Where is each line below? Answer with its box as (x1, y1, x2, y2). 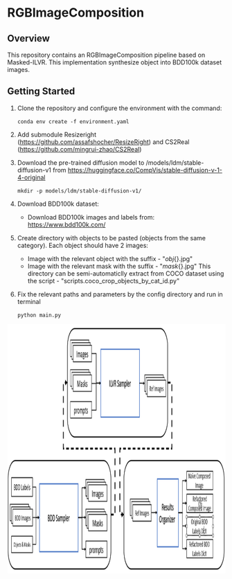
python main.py (17, 312, 62, 319)
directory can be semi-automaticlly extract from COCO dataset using (27, 269, 224, 278)
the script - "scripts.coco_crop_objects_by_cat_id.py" (27, 276, 180, 285)
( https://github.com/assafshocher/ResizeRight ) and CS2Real (17, 137, 190, 146)
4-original (17, 173, 46, 181)
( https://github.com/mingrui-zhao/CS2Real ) (17, 145, 142, 153)
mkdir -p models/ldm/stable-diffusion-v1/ (17, 187, 142, 195)
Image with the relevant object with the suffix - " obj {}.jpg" (27, 254, 193, 262)
